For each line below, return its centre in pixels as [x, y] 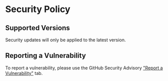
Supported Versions [37, 28]
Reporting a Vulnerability [46, 56]
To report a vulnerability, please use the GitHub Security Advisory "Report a [84, 68]
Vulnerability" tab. [24, 73]
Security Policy [38, 9]
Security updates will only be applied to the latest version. [66, 40]
